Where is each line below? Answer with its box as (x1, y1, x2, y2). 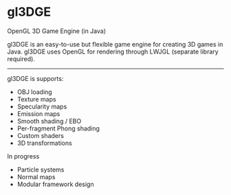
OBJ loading (16, 87, 53, 96)
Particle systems (16, 165, 65, 174)
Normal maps (16, 172, 56, 181)
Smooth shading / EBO (16, 117, 82, 125)
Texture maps (16, 95, 56, 103)
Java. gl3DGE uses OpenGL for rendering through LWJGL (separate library (7, 47, 219, 56)
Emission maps (16, 109, 60, 117)
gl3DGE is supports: (7, 74, 64, 82)
